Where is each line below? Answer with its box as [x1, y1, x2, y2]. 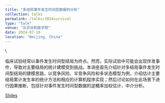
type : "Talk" [5, 21, 32, 26]
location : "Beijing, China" [5, 35, 63, 40]
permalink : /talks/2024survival [5, 16, 71, 21]
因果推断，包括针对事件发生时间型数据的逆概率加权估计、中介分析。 [9, 82, 147, 88]
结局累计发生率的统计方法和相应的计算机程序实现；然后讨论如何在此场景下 [5, 77, 156, 82]
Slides [5, 92, 18, 98]
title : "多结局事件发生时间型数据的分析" [5, 7, 80, 12]
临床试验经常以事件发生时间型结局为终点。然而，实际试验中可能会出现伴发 [5, 58, 156, 64]
